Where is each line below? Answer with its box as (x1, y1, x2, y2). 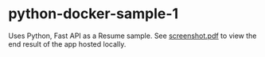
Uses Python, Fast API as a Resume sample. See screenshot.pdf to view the (8, 31, 257, 40)
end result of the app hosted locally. (8, 39, 127, 48)
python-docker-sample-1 (8, 5, 179, 23)
